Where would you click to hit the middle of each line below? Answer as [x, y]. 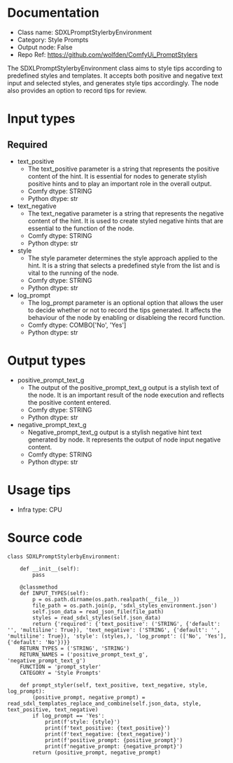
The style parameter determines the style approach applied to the [123, 258]
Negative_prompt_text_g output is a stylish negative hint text [115, 432]
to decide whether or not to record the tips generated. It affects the [125, 310]
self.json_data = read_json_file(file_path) [98, 611]
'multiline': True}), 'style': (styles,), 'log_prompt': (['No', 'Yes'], [117, 636]
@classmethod [39, 587]
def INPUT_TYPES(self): [55, 593]
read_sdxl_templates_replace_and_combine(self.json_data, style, [104, 703]
